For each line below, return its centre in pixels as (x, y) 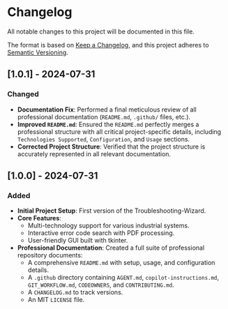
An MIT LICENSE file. (56, 300)
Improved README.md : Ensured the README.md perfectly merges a (108, 124)
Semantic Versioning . (38, 52)
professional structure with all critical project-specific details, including (119, 131)
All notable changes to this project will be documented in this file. (101, 31)
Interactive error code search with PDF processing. (101, 233)
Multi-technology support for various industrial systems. (108, 226)
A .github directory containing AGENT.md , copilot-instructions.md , (123, 278)
